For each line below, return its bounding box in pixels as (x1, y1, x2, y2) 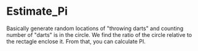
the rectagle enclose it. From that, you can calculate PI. (6, 37, 146, 45)
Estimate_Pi (6, 4, 68, 18)
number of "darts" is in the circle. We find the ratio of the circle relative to (6, 31, 192, 38)
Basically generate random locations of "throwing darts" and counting (6, 25, 183, 32)
